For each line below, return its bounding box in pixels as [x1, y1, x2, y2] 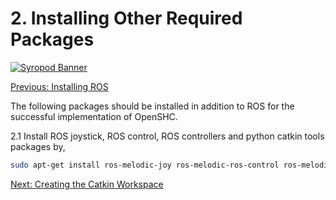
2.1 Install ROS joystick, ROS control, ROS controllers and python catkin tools [10, 130, 325, 142]
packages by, [10, 140, 66, 152]
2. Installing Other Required [10, 7, 243, 30]
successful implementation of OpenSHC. [10, 110, 178, 122]
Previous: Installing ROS [10, 80, 109, 92]
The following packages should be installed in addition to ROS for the [10, 100, 295, 112]
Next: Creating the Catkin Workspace [10, 178, 164, 190]
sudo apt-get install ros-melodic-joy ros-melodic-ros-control [10, 160, 280, 170]
